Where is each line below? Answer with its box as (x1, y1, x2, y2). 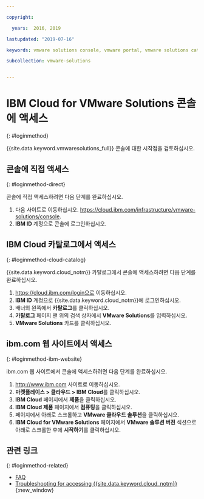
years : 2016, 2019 (12, 25, 61, 31)
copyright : (6, 14, 34, 20)
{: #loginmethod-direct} (6, 180, 66, 188)
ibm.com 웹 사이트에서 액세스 (6, 339, 112, 349)
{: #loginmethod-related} (6, 462, 69, 469)
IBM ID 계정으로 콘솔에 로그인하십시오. (15, 219, 107, 227)
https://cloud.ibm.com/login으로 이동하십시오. (15, 289, 127, 296)
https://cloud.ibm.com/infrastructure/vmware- (80, 206, 196, 213)
